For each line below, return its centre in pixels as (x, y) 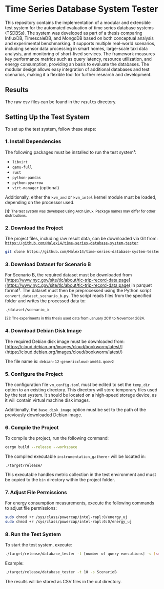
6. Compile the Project (32, 428)
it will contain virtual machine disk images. (48, 400)
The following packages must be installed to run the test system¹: (71, 152)
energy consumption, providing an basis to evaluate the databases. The (77, 64)
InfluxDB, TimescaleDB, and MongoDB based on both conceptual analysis (79, 38)
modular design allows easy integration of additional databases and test (77, 69)
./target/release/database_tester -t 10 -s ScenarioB (61, 572)
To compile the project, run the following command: (57, 438)
